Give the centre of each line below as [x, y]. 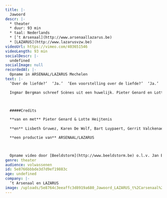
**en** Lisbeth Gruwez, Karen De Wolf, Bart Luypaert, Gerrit [75, 129]
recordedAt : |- [21, 70]
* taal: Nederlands [30, 33]
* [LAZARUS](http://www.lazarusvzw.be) [51, 42]
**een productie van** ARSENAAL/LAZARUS [52, 137]
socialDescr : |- [22, 56]
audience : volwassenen [29, 165]
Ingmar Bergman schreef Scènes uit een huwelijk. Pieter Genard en [81, 92]
